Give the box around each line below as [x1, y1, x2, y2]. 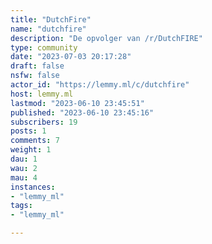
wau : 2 [10, 163, 38, 173]
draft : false [10, 61, 65, 71]
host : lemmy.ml [10, 89, 74, 99]
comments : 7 [10, 136, 60, 146]
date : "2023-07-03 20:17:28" [10, 52, 132, 62]
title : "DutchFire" [10, 14, 92, 25]
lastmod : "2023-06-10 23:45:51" [10, 98, 145, 108]
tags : [10, 201, 33, 211]
